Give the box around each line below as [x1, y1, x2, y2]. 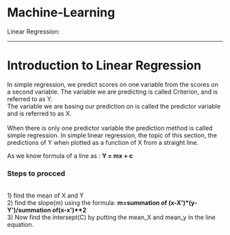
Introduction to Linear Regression [7, 58, 202, 73]
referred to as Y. [7, 94, 53, 103]
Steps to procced [7, 169, 66, 178]
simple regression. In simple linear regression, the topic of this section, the [7, 131, 218, 139]
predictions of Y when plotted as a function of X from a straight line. [7, 138, 199, 146]
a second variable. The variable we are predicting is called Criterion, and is [7, 87, 218, 96]
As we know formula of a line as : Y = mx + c [7, 152, 133, 160]
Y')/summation [7, 206, 51, 215]
